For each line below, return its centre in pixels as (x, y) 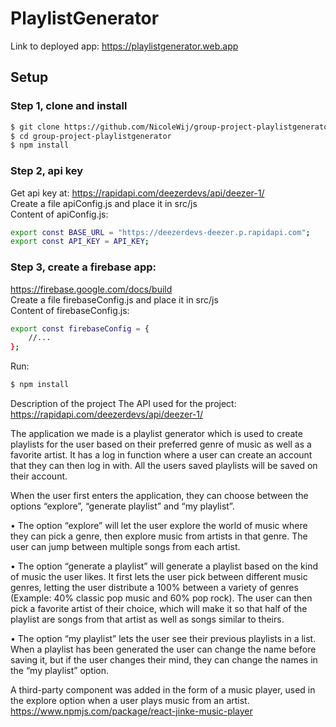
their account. (39, 476)
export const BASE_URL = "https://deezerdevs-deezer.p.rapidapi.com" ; (160, 232)
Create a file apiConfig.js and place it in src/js (104, 203)
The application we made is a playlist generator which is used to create (156, 434)
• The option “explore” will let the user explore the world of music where (159, 526)
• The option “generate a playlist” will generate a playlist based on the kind (164, 566)
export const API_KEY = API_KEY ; (80, 242)
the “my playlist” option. (60, 671)
